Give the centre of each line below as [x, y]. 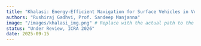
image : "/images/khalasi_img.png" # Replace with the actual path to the [100, 23]
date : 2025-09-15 [28, 34]
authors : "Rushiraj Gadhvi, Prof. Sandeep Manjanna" [73, 17]
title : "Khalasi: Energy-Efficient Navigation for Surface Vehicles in [97, 12]
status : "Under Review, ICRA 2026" [51, 28]
